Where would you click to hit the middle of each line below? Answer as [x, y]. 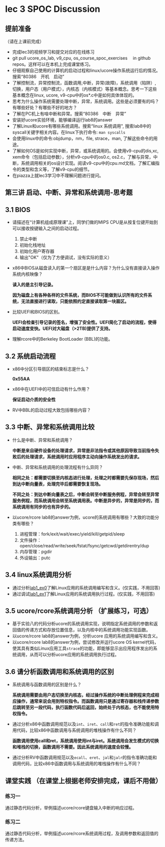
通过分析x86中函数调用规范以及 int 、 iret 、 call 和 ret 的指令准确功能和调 [85, 724]
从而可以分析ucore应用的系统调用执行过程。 [74, 655]
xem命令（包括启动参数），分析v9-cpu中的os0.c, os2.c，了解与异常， [83, 157]
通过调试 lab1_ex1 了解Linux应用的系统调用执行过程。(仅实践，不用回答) [83, 594]
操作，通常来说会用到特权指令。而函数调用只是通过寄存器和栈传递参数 [88, 701]
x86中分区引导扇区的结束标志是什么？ [51, 369]
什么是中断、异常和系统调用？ [42, 440]
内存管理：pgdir [36, 551]
